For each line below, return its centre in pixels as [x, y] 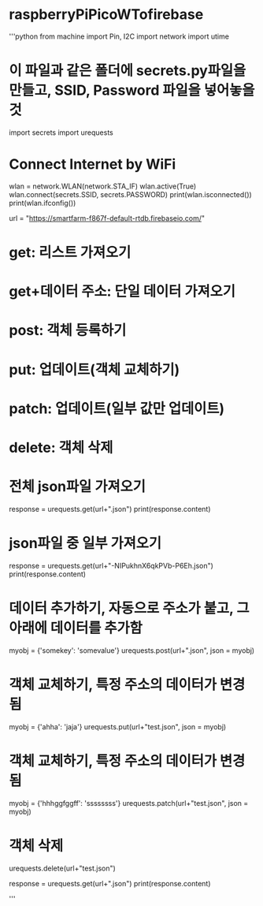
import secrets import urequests [61, 132]
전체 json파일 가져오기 [78, 487]
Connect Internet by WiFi [93, 164]
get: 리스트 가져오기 [70, 252]
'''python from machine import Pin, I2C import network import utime [119, 36]
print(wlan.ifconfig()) [43, 203]
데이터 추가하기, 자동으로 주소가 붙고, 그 [130, 608]
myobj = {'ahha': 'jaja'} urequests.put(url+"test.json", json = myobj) [118, 726]
